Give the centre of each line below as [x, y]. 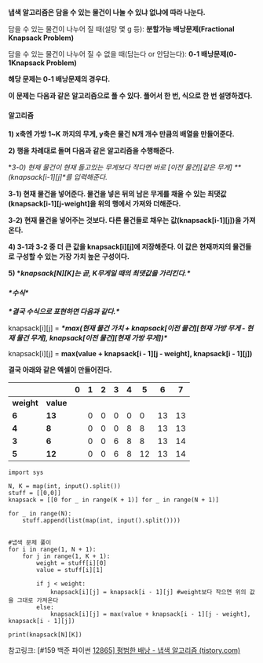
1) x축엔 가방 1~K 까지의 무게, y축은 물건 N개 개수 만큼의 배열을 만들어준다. [121, 134]
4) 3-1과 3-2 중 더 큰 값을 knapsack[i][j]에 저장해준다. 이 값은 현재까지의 [120, 247]
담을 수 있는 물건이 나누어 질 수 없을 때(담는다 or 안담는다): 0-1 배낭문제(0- [122, 54]
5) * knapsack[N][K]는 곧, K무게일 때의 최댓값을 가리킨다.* [99, 273]
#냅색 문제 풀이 [30, 543]
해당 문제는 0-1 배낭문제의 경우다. [59, 79]
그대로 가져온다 [38, 601]
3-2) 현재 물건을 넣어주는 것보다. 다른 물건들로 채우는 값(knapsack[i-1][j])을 [125, 220]
